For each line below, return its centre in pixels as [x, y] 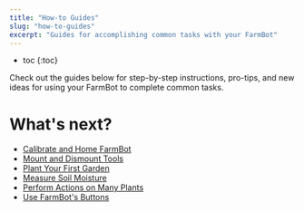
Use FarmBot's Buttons [66, 197]
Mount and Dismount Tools [73, 158]
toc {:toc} [40, 61]
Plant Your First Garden [66, 168]
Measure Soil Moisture [64, 178]
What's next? [61, 124]
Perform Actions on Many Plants [83, 187]
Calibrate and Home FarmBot [77, 149]
